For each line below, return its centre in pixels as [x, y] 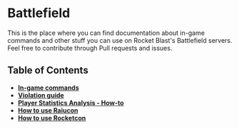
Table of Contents [48, 70]
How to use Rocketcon [52, 118]
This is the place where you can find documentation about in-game [106, 33]
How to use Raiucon [48, 110]
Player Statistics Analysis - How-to [71, 103]
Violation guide [41, 95]
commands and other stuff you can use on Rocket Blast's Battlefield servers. [120, 40]
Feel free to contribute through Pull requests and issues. [90, 48]
